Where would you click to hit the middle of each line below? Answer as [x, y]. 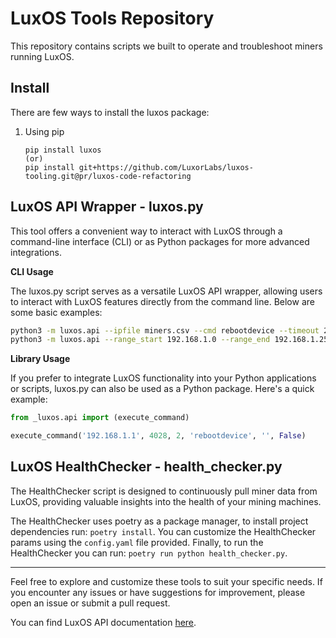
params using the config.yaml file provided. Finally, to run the [137, 542]
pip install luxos [63, 150]
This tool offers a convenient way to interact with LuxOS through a [146, 231]
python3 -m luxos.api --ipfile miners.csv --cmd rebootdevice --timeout [165, 330]
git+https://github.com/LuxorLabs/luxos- [166, 167]
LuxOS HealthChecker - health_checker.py [146, 467]
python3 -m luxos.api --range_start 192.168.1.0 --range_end [140, 340]
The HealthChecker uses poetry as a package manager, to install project [159, 521]
